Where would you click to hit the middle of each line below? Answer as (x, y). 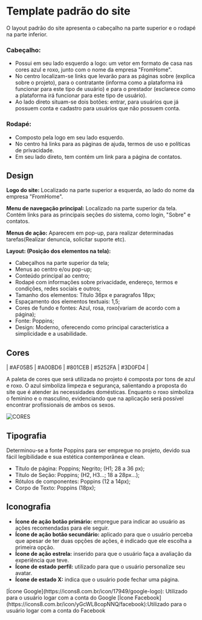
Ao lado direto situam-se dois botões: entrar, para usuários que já (97, 102)
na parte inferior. (27, 34)
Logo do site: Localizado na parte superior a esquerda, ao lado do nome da (100, 190)
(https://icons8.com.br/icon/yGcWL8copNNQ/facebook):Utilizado (88, 604)
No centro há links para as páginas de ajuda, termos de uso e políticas (103, 144)
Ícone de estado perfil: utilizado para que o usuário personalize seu (100, 566)
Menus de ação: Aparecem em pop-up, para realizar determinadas (90, 233)
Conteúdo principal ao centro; (52, 276)
